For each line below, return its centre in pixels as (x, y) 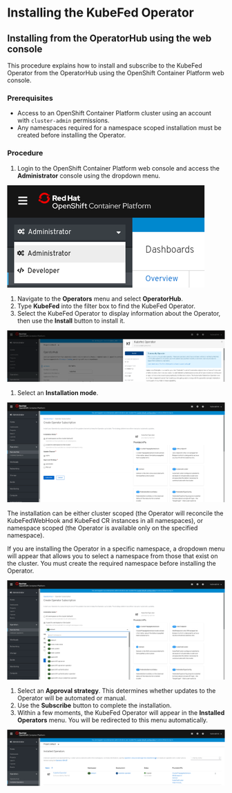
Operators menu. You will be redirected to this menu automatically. (113, 720)
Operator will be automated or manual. (72, 698)
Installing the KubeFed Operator (101, 13)
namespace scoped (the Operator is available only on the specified (103, 528)
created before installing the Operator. (71, 135)
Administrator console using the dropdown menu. (89, 175)
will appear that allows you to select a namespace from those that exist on (113, 556)
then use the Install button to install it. (71, 321)
